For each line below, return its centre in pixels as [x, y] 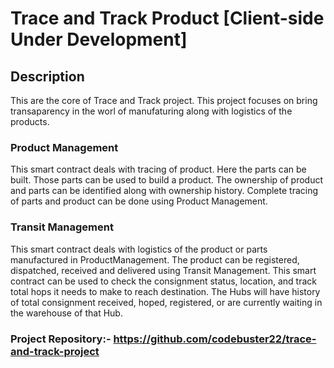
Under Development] [99, 39]
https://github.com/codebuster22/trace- [215, 339]
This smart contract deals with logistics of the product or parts [139, 249]
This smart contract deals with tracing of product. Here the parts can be [158, 169]
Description [47, 76]
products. [30, 121]
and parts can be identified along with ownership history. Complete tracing [164, 191]
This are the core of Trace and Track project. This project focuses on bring [164, 100]
